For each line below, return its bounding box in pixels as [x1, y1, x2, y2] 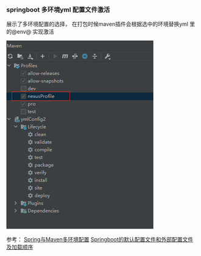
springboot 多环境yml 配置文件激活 [6, 5, 110, 13]
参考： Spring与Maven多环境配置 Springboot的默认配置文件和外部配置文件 [6, 236, 194, 243]
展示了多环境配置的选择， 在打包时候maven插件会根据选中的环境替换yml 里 [6, 20, 196, 28]
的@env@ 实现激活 [6, 28, 55, 35]
